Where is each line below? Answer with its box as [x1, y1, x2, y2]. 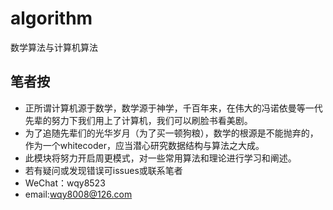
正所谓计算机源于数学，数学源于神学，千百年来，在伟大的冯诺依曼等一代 [24, 102, 323, 114]
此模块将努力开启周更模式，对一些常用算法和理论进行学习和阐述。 [24, 152, 297, 164]
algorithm [10, 7, 93, 30]
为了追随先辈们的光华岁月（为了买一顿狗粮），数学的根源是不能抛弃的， [24, 127, 319, 139]
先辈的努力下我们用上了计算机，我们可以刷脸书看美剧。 [24, 114, 253, 126]
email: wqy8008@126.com [24, 188, 133, 200]
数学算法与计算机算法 [10, 41, 98, 53]
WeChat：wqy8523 [24, 177, 106, 189]
